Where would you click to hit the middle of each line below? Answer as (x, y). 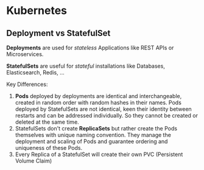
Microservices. (25, 54)
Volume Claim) (33, 161)
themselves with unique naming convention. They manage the (93, 135)
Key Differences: (27, 84)
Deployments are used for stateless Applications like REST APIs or (90, 48)
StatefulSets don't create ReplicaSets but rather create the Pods (96, 128)
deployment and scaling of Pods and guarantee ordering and (91, 141)
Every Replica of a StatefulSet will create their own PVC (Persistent (99, 154)
